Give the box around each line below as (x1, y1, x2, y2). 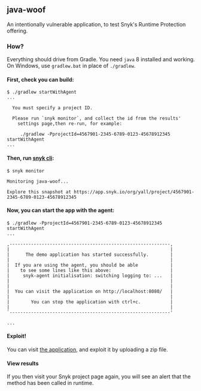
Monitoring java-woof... (7, 178, 69, 184)
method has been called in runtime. (7, 380, 95, 387)
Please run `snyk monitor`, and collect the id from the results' (12, 115, 181, 122)
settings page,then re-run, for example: (17, 121, 122, 127)
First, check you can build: (7, 76, 74, 83)
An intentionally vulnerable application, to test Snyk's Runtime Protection (7, 20, 186, 28)
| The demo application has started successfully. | (7, 252, 173, 258)
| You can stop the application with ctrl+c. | (7, 299, 173, 305)
